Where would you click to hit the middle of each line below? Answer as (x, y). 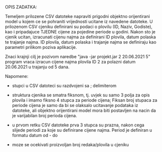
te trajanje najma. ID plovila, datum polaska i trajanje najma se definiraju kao (81, 42)
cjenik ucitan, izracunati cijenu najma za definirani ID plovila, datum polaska (81, 37)
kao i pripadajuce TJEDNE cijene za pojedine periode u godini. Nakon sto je (80, 32)
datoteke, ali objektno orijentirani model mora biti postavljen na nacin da (84, 110)
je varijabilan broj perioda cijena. (45, 115)
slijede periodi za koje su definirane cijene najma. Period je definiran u (82, 130)
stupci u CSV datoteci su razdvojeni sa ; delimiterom (64, 86)
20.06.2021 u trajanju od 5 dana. (37, 67)
